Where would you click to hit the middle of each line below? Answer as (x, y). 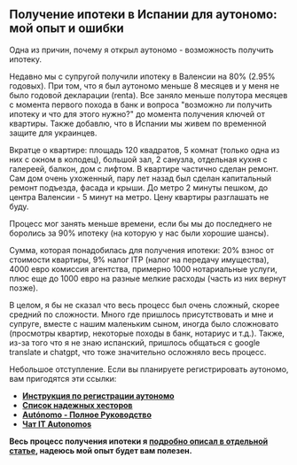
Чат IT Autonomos (57, 423)
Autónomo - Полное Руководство (87, 415)
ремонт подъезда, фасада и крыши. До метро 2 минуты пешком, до (139, 187)
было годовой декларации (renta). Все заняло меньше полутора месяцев (148, 95)
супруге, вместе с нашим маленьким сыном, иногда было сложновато (144, 323)
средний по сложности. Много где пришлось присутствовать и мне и (141, 314)
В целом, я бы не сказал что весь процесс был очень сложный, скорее (145, 305)
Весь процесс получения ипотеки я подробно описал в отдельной (139, 441)
